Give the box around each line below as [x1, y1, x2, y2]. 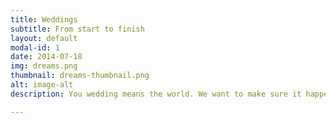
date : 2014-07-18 [10, 52, 83, 62]
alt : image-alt [10, 80, 74, 90]
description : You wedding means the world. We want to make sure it [10, 89, 302, 99]
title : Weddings [10, 14, 78, 25]
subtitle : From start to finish [10, 24, 145, 34]
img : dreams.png [10, 61, 78, 71]
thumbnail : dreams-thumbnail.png [10, 71, 150, 81]
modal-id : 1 [10, 42, 60, 53]
